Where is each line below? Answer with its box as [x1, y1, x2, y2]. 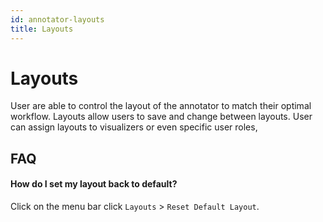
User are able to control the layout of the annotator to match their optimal [10, 100, 312, 112]
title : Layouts [10, 24, 74, 34]
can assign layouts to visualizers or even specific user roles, [10, 121, 258, 133]
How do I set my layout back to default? [10, 178, 178, 190]
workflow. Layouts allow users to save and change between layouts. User [10, 111, 313, 123]
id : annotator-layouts [10, 14, 105, 25]
